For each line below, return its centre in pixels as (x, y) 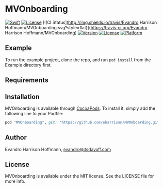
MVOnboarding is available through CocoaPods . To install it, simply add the (80, 108)
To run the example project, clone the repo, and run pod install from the (78, 60)
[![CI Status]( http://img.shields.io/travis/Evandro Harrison (100, 22)
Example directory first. (28, 65)
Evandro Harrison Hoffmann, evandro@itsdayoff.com (58, 149)
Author (16, 138)
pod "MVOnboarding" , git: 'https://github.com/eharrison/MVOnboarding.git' (83, 122)
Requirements (27, 80)
